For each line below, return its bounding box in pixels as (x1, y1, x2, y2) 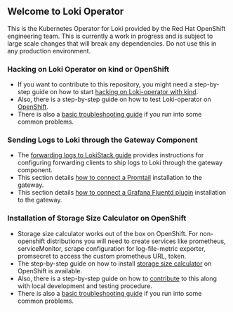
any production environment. (7, 46, 91, 55)
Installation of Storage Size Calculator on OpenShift (7, 214, 187, 223)
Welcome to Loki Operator (7, 6, 124, 18)
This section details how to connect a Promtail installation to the (17, 174, 202, 182)
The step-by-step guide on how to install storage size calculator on (17, 259, 212, 268)
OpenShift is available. (17, 266, 83, 275)
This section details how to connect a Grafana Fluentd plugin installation (17, 188, 227, 197)
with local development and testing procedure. (17, 281, 152, 290)
